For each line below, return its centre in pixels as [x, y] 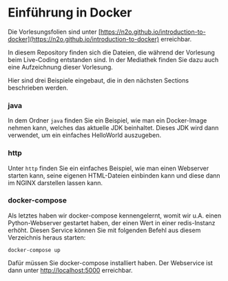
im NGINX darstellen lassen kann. [55, 183]
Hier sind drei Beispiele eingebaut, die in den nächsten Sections [98, 80]
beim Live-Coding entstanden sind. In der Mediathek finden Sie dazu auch [113, 59]
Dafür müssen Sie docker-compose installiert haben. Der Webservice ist [110, 262]
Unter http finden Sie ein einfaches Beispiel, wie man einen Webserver [108, 168]
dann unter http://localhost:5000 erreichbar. [70, 270]
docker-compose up [34, 250]
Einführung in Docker [70, 13]
